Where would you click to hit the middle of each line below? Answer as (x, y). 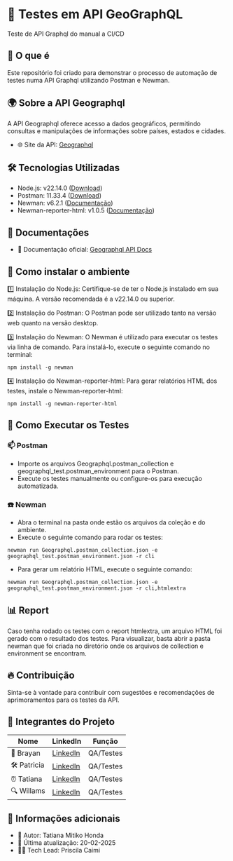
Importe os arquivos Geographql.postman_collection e (96, 463)
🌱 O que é (29, 56)
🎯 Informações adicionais (64, 819)
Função (105, 741)
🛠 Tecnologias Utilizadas (64, 168)
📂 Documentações (48, 232)
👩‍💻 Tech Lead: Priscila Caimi (58, 850)
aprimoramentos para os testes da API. (63, 700)
